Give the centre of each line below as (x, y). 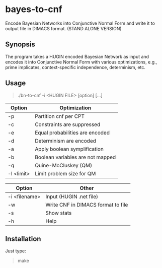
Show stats (59, 213)
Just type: (16, 251)
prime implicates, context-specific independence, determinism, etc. (75, 67)
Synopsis (20, 45)
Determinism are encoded (66, 141)
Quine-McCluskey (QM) (63, 165)
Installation (23, 239)
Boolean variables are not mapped (75, 157)
